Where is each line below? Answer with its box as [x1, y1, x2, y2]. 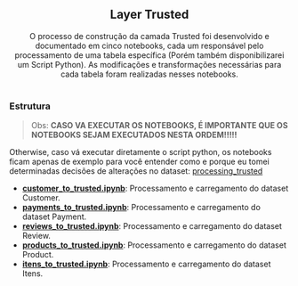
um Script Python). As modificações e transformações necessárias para [17, 59, 282, 69]
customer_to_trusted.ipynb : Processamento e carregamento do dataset [21, 183, 289, 194]
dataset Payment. [21, 211, 87, 222]
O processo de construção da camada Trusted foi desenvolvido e [29, 30, 270, 41]
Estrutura [9, 100, 52, 112]
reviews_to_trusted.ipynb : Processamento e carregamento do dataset [21, 221, 283, 232]
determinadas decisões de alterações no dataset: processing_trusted [9, 166, 263, 176]
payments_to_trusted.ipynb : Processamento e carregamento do [21, 202, 261, 213]
